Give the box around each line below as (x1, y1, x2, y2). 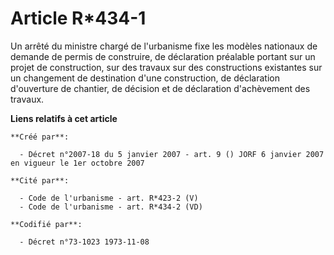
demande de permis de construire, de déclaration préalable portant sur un (10, 50, 316, 62)
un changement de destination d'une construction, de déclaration (10, 72, 280, 84)
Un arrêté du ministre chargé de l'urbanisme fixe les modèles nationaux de (10, 40, 318, 52)
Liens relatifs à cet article (10, 112, 118, 124)
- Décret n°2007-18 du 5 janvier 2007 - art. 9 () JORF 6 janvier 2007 (19, 149, 325, 159)
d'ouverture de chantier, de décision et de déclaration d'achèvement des (10, 82, 311, 94)
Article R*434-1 (10, 7, 147, 30)
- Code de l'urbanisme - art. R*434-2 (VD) (19, 202, 203, 212)
